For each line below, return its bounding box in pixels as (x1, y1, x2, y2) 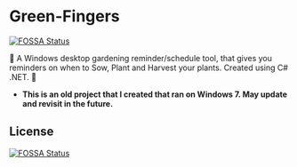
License (9, 124, 54, 139)
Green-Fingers (9, 6, 120, 27)
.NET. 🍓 (9, 71, 37, 82)
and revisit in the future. (21, 98, 114, 108)
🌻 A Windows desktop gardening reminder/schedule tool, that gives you (9, 52, 273, 63)
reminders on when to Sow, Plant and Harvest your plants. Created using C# (9, 62, 289, 73)
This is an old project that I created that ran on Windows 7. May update (21, 89, 287, 99)
